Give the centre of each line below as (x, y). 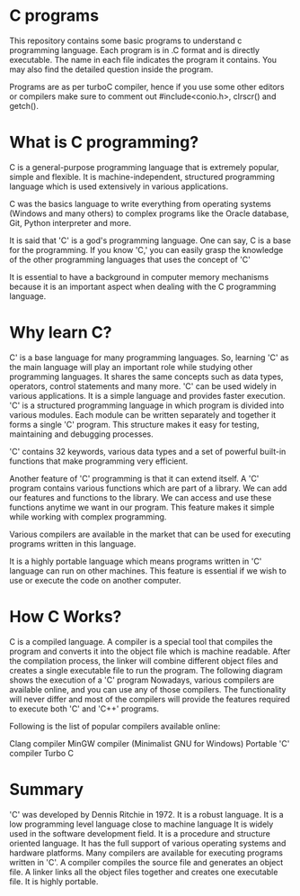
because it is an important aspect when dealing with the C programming (143, 286)
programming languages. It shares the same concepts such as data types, (146, 376)
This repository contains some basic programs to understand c (126, 41)
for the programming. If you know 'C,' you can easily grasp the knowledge (146, 249)
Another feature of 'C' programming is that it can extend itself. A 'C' (134, 478)
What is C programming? (104, 143)
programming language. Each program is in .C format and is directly (135, 50)
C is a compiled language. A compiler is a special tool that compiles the (141, 641)
